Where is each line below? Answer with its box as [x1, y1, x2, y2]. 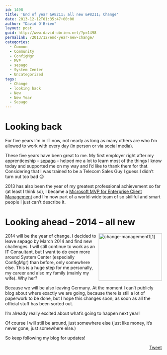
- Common [9, 44, 28, 49]
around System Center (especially [5, 254, 75, 260]
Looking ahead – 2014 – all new [5, 217, 135, 228]
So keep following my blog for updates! [5, 335, 85, 341]
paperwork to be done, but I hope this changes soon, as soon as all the [5, 295, 151, 301]
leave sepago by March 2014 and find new [5, 238, 92, 244]
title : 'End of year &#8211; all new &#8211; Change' [5, 12, 119, 17]
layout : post [5, 26, 32, 31]
